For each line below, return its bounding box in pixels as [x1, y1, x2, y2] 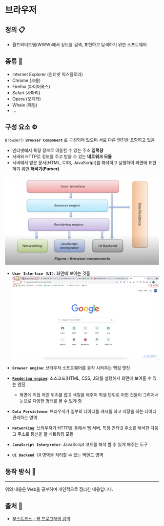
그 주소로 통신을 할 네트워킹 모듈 [12, 431, 74, 437]
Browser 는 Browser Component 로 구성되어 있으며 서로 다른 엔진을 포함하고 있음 [5, 137, 155, 143]
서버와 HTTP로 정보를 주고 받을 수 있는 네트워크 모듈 [12, 153, 112, 159]
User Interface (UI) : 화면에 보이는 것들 [12, 270, 90, 276]
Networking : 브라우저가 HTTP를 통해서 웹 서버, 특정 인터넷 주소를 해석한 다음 [12, 425, 159, 431]
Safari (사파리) [12, 89, 41, 96]
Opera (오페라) [12, 96, 41, 102]
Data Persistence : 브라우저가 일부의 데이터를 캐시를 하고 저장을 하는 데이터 [12, 408, 157, 414]
